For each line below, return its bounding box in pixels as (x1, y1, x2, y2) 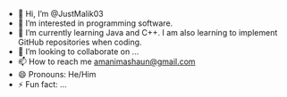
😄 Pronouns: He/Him (17, 69, 97, 79)
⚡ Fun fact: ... (17, 79, 67, 89)
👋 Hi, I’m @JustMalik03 (17, 9, 105, 19)
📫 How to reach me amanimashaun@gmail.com (17, 56, 196, 67)
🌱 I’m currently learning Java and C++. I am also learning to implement (17, 28, 278, 37)
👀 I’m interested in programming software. (17, 18, 173, 28)
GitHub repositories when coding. (17, 36, 142, 47)
